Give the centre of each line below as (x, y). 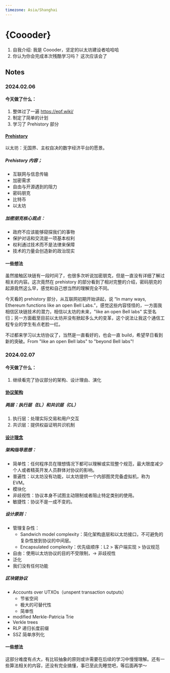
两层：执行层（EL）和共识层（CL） (42, 405)
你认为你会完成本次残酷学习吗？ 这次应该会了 (60, 56)
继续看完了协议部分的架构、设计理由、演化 (57, 380)
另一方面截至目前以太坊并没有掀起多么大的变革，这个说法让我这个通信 (87, 318)
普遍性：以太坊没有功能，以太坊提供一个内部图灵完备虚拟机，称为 (81, 476)
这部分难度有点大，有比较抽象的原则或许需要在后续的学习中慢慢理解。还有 (83, 659)
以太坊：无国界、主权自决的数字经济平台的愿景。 (56, 148)
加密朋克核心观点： (25, 218)
